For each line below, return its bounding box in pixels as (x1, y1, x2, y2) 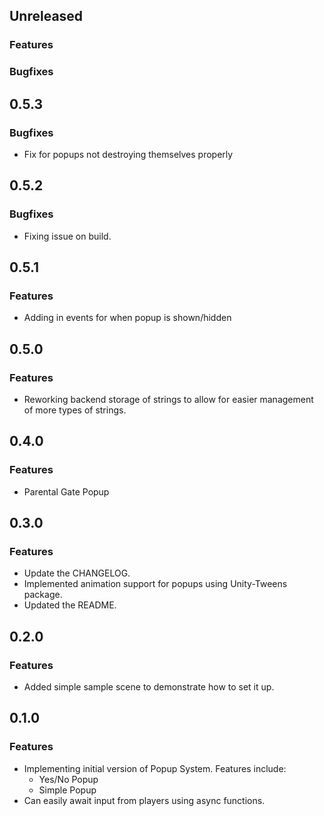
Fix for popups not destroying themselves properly (23, 148, 234, 160)
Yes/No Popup (38, 773, 99, 785)
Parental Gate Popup (23, 485, 110, 498)
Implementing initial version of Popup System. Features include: (23, 762, 287, 774)
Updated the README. (23, 599, 117, 611)
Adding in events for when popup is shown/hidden (23, 312, 232, 324)
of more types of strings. (23, 404, 127, 416)
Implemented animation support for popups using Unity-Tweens (23, 578, 288, 590)
